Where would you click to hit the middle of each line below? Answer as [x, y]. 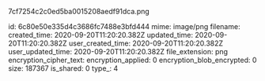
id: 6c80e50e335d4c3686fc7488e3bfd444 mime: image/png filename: [124, 26]
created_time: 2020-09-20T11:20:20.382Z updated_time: [101, 35]
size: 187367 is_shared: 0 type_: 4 [63, 68]
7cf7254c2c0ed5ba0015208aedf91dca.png [79, 11]
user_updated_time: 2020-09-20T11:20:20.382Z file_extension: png [118, 52]
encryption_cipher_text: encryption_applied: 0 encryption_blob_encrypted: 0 [132, 60]
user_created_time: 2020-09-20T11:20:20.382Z [146, 43]
